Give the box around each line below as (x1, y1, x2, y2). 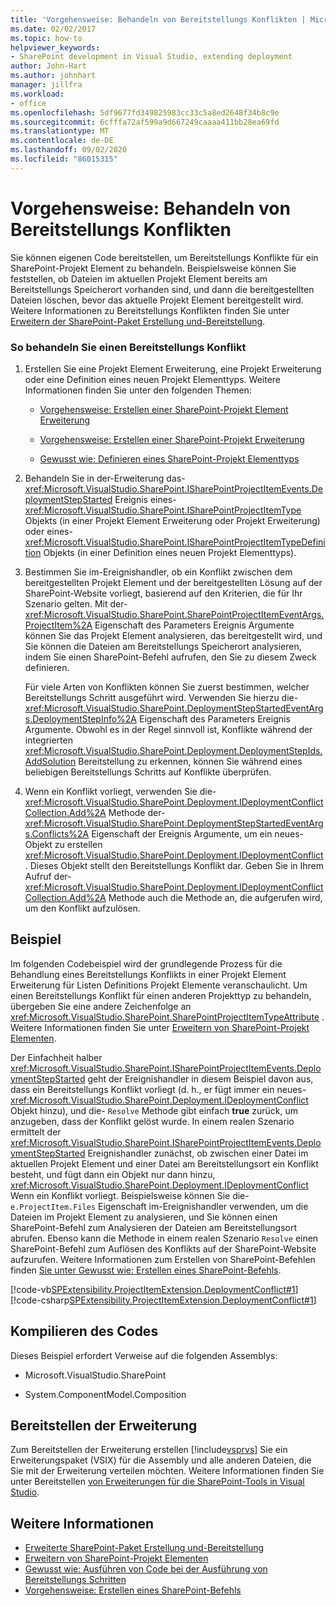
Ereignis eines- (114, 493, 177, 505)
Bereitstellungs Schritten (24, 1574, 127, 1586)
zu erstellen (54, 838, 103, 850)
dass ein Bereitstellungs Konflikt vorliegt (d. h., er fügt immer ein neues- (10, 1083, 307, 1095)
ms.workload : (10, 89, 65, 99)
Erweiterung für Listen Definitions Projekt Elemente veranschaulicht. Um (10, 979, 308, 991)
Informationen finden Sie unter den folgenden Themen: (24, 384, 252, 396)
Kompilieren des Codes (10, 1323, 159, 1340)
